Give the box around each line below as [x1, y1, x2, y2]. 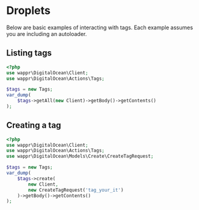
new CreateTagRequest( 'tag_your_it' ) [28, 187, 124, 193]
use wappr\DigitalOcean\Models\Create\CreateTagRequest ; [6, 153, 154, 159]
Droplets [6, 4, 51, 18]
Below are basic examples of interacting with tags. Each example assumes [6, 24, 194, 31]
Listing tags [6, 48, 52, 58]
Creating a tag [6, 120, 61, 131]
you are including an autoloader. [6, 30, 87, 37]
